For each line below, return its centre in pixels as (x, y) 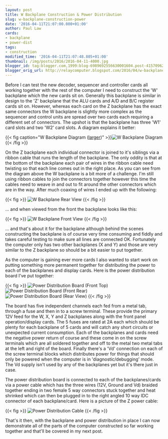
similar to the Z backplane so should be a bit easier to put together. (74, 250)
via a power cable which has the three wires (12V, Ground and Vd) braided (81, 385)
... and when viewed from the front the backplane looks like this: (71, 209)
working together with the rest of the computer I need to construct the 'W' (81, 90)
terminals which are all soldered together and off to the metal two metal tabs (84, 343)
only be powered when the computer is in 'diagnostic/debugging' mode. (79, 359)
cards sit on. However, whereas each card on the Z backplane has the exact (83, 106)
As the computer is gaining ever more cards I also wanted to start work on (81, 260)
